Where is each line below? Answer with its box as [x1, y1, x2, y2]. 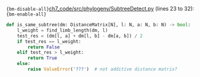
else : [17, 61, 31, 67]
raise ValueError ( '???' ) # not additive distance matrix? [27, 66, 178, 72]
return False [27, 44, 60, 50]
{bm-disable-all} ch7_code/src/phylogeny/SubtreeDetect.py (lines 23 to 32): [6, 5, 195, 12]
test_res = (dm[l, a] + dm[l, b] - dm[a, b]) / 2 [17, 33, 143, 39]
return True [27, 55, 58, 61]
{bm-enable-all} [6, 11, 47, 17]
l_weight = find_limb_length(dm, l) [17, 27, 109, 33]
